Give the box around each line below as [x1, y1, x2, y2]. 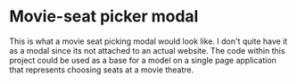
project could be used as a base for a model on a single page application [9, 55, 276, 65]
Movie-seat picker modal [9, 6, 199, 27]
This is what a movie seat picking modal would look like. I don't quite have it [9, 36, 288, 46]
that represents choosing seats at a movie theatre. [9, 64, 194, 75]
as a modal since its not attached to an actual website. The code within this [9, 45, 285, 55]
